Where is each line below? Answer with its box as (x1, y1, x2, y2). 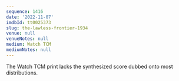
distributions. (6, 69, 38, 76)
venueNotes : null (6, 36, 49, 42)
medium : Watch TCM (6, 42, 51, 48)
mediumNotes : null (6, 47, 51, 53)
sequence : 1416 (6, 8, 44, 15)
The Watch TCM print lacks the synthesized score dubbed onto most (6, 63, 174, 70)
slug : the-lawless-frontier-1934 (6, 25, 88, 31)
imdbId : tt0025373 (6, 19, 51, 25)
